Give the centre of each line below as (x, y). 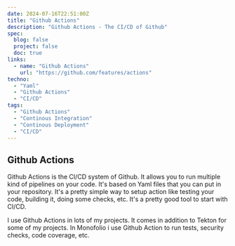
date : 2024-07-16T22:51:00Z (48, 14)
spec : (15, 33)
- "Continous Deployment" (52, 125)
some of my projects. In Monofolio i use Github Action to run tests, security (116, 228)
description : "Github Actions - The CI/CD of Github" (88, 27)
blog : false (31, 40)
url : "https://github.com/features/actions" (86, 72)
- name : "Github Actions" (52, 66)
